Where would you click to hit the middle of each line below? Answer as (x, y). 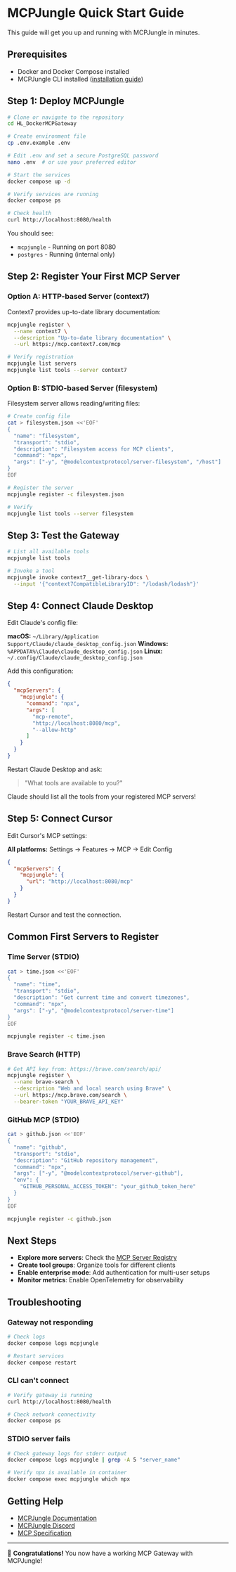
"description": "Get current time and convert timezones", (102, 998)
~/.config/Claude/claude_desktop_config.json (75, 658)
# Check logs (26, 1337)
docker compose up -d (39, 181)
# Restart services (36, 1356)
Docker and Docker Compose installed (73, 71)
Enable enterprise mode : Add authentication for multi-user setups (114, 1273)
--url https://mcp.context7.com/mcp (67, 344)
